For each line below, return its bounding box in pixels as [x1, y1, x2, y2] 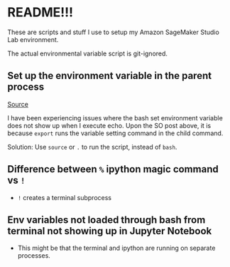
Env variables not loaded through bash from [7, 214, 206, 226]
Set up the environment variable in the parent [7, 70, 212, 82]
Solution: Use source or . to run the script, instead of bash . [7, 142, 177, 151]
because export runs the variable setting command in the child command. [7, 129, 224, 137]
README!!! [7, 4, 73, 21]
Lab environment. [7, 35, 59, 43]
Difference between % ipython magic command [7, 163, 219, 175]
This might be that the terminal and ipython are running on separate [17, 244, 216, 253]
